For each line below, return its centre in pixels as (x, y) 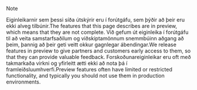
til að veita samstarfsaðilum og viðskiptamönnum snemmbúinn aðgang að (95, 38)
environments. (24, 82)
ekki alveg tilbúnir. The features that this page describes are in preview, (92, 26)
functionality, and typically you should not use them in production (85, 76)
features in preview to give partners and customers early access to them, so (98, 51)
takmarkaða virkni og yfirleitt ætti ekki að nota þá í (67, 63)
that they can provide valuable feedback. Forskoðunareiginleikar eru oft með (98, 57)
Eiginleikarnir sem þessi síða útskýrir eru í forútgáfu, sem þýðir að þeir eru (96, 20)
